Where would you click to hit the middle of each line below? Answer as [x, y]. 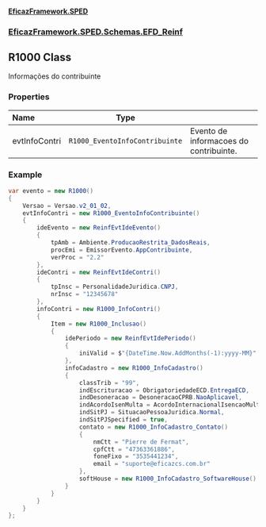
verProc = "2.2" [77, 257]
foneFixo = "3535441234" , [136, 456]
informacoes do [219, 140]
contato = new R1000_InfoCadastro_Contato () [153, 427]
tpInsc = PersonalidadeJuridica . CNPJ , [114, 287]
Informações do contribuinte [55, 76]
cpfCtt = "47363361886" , [134, 449]
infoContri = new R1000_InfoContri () [99, 309]
